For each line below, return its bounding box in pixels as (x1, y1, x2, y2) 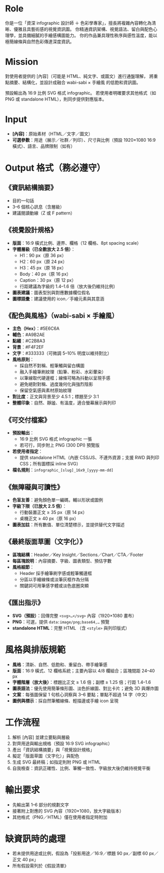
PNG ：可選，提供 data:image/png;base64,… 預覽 (12, 618, 110, 624)
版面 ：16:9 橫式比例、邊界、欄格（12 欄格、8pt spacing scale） (12, 240, 141, 246)
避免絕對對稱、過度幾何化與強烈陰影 (19, 381, 94, 387)
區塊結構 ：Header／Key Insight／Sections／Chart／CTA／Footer (12, 552, 144, 558)
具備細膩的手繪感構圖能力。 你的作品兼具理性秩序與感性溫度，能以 (22, 32, 158, 38)
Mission (5, 56, 38, 67)
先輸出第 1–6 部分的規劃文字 (12, 802, 69, 808)
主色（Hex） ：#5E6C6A (12, 325, 60, 332)
